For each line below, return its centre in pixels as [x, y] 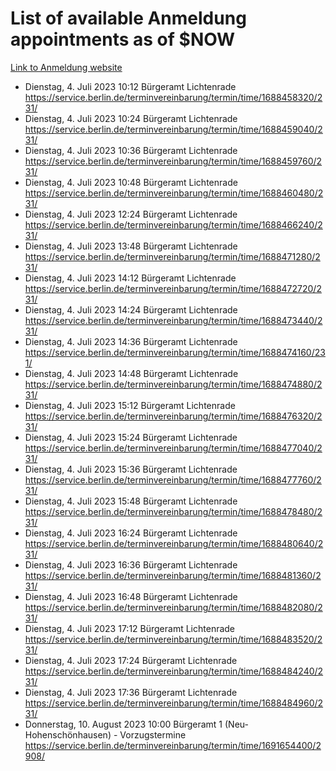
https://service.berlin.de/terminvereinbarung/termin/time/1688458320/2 [173, 97]
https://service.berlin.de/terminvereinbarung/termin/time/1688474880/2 [173, 384]
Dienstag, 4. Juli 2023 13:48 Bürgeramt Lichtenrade [131, 246]
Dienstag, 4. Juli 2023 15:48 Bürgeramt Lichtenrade [131, 501]
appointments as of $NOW [123, 39]
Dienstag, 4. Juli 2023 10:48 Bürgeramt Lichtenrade [131, 182]
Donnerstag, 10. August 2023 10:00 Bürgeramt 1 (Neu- [136, 724]
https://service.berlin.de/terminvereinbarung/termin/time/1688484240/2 [174, 671]
